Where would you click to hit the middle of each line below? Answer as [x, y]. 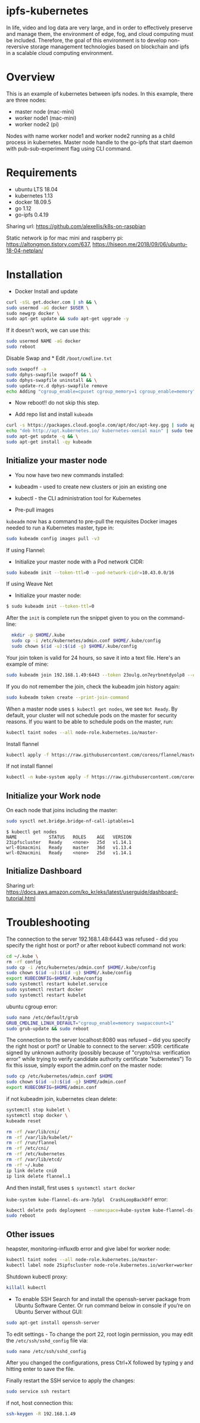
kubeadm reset [24, 1121]
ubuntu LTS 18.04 [36, 189]
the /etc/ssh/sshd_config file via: [47, 1341]
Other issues [30, 1234]
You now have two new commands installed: [69, 475]
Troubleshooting [48, 922]
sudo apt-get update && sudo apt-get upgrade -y [68, 319]
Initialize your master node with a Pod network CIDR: [79, 561]
